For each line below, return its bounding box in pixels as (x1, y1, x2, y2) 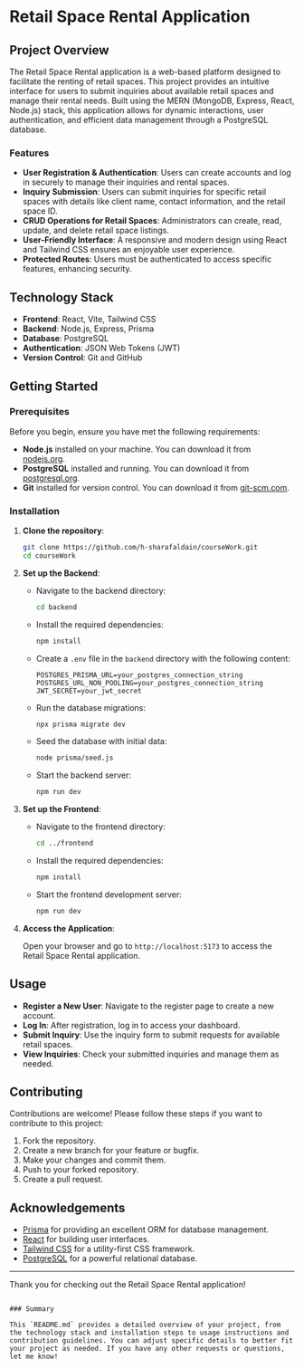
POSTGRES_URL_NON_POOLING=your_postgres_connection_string (35, 678, 264, 687)
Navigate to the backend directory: (35, 585, 166, 596)
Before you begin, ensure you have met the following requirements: (9, 426, 261, 436)
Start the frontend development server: (35, 889, 183, 900)
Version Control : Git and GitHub (22, 352, 143, 363)
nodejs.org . (22, 453, 66, 464)
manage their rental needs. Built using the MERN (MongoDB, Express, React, (9, 95, 295, 106)
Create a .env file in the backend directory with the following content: (35, 653, 291, 664)
